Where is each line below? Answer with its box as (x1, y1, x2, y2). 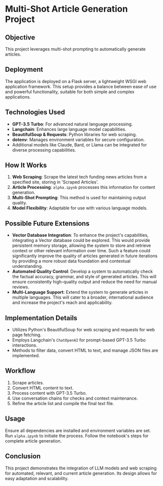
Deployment (5, 65, 43, 74)
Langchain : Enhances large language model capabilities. (12, 126, 127, 132)
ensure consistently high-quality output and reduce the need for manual (12, 279, 157, 285)
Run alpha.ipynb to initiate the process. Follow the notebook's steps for (5, 433, 149, 439)
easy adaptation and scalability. (5, 475, 69, 481)
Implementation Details (5, 314, 78, 322)
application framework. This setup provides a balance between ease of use (5, 83, 157, 89)
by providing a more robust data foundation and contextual (12, 258, 131, 264)
